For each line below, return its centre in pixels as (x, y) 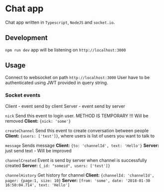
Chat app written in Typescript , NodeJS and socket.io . (60, 22)
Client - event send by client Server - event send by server (65, 106)
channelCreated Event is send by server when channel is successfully (76, 160)
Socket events (23, 96)
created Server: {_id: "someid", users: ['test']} (58, 165)
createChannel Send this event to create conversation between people (77, 130)
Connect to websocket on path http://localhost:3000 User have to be (78, 77)
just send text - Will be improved (39, 150)
